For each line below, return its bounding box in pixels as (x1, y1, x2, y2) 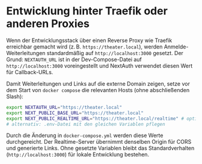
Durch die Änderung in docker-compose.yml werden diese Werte (6, 132, 164, 139)
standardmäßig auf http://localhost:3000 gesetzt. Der (46, 49, 183, 56)
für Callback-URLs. (6, 68, 54, 75)
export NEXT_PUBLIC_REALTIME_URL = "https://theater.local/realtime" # (6, 116, 185, 122)
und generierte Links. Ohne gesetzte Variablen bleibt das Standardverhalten (6, 145, 195, 152)
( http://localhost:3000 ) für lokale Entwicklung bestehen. (6, 151, 149, 158)
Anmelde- (164, 43, 189, 50)
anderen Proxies (6, 17, 90, 31)
